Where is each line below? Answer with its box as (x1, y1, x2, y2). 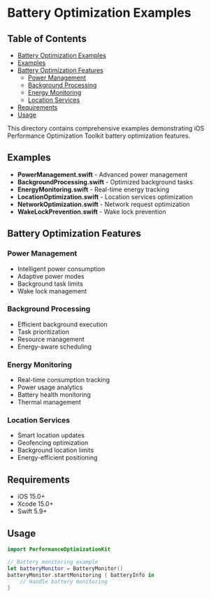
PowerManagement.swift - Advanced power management (17, 170, 188, 179)
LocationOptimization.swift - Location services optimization (17, 192, 194, 200)
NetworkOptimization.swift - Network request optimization (17, 200, 190, 208)
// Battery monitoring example (7, 558, 99, 565)
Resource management (17, 335, 85, 343)
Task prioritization (17, 327, 70, 336)
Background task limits (17, 279, 84, 288)
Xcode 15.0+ (17, 499, 54, 508)
